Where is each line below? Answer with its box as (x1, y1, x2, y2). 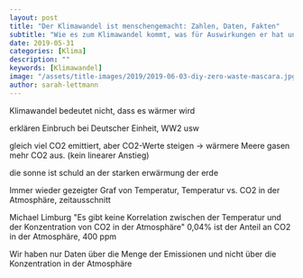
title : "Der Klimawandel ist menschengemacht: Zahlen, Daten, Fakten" (9, 22, 280, 31)
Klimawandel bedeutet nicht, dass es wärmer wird (9, 105, 196, 116)
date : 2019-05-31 (9, 38, 75, 48)
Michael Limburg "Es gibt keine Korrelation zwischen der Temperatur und (9, 211, 282, 222)
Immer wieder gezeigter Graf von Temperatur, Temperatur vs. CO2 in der (9, 184, 280, 195)
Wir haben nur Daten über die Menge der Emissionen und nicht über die (9, 248, 277, 259)
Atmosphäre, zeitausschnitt (9, 194, 111, 205)
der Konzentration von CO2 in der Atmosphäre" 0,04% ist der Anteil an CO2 (9, 221, 291, 232)
